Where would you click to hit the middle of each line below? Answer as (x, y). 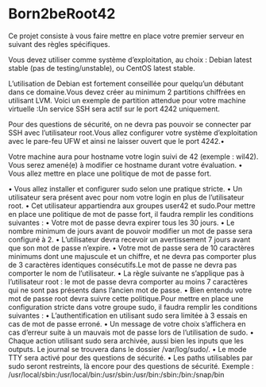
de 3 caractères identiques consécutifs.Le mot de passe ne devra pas (123, 265)
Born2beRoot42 (62, 14)
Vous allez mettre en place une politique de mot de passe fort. (110, 173)
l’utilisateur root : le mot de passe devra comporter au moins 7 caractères (128, 281)
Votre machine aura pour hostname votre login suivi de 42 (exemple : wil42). (133, 157)
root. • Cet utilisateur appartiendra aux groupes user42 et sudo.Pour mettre (132, 205)
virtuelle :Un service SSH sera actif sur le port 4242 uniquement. (114, 109)
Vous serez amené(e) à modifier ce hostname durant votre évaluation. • (125, 164)
